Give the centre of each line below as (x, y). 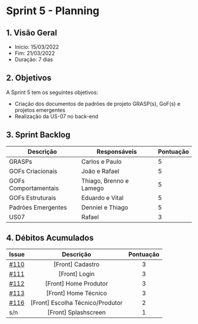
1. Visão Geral (32, 33)
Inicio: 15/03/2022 (37, 47)
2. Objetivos (29, 78)
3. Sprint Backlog (38, 135)
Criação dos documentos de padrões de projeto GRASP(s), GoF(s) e (98, 103)
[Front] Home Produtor (77, 284)
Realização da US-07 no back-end (56, 116)
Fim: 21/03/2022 (34, 53)
